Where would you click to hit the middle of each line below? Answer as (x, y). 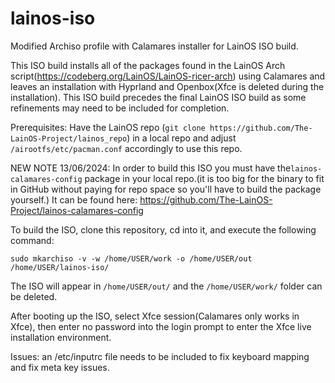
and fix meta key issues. (60, 367)
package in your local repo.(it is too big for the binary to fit (204, 178)
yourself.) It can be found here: (74, 199)
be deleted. (34, 296)
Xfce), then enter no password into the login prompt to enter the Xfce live (161, 326)
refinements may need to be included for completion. (120, 108)
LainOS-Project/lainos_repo (69, 138)
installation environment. (61, 337)
